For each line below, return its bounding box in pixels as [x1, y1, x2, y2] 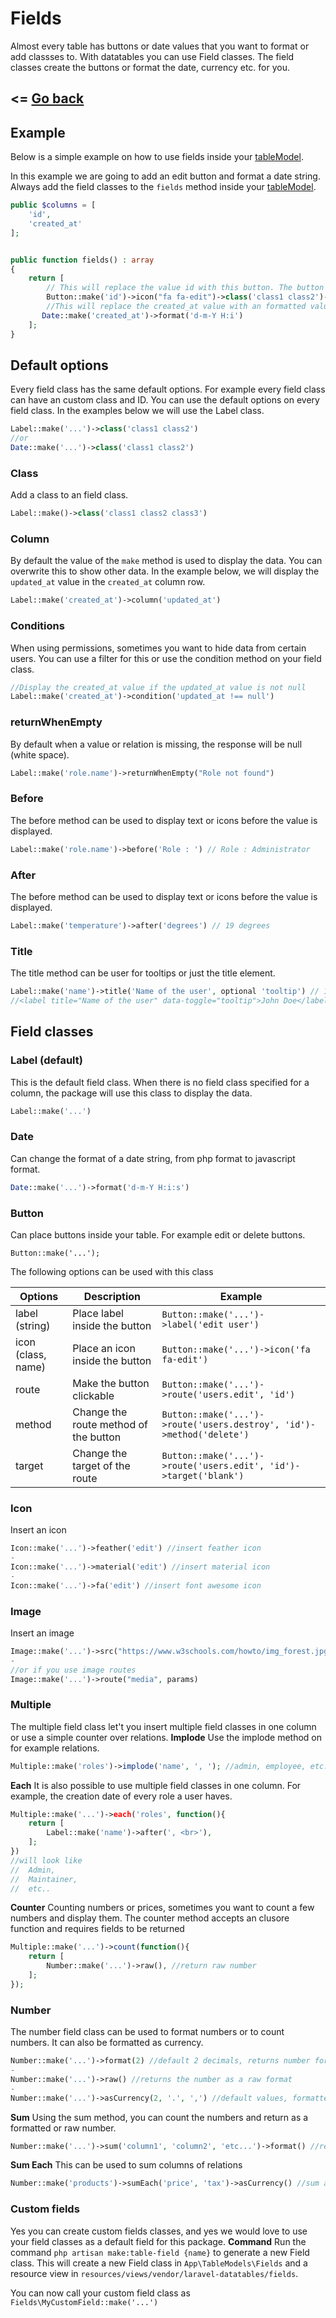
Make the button [72, 1376, 150, 1390]
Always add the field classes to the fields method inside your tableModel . [10, 181, 317, 193]
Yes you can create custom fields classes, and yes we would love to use [10, 2225, 308, 2237]
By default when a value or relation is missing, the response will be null [10, 738, 303, 750]
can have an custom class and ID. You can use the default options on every [10, 394, 320, 406]
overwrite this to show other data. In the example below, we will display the [10, 565, 320, 577]
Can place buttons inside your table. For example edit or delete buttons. [10, 1228, 306, 1241]
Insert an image [10, 1627, 75, 1639]
